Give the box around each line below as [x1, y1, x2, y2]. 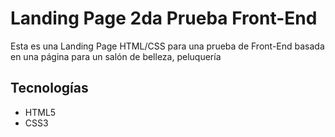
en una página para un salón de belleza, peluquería [10, 50, 222, 62]
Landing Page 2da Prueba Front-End [10, 7, 318, 30]
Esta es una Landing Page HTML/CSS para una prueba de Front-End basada [10, 40, 325, 52]
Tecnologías [10, 80, 89, 97]
